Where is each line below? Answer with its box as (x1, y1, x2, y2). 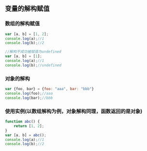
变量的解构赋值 (5, 4, 50, 13)
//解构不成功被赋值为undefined (5, 49, 61, 54)
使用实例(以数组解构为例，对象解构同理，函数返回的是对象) (5, 108, 143, 115)
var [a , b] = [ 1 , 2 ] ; (5, 31, 49, 36)
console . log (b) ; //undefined (5, 62, 62, 68)
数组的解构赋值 (5, 20, 40, 27)
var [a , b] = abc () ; (5, 133, 47, 137)
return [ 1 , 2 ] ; (14, 123, 44, 128)
